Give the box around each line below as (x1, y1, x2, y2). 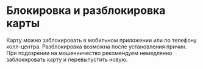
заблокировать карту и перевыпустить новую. (6, 56, 128, 63)
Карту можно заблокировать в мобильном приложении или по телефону (6, 36, 197, 44)
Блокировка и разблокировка (6, 4, 166, 18)
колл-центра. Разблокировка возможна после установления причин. (6, 43, 187, 50)
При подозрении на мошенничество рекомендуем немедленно (6, 49, 173, 56)
